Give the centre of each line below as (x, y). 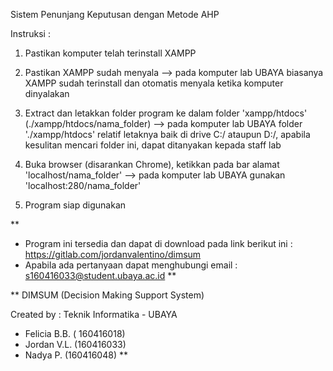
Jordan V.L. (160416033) (75, 344)
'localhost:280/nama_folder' (83, 185)
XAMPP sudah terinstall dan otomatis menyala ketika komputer (154, 83)
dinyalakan (47, 93)
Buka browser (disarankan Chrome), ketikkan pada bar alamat (152, 164)
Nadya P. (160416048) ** (76, 355)
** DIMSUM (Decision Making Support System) (107, 295)
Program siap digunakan (75, 205)
